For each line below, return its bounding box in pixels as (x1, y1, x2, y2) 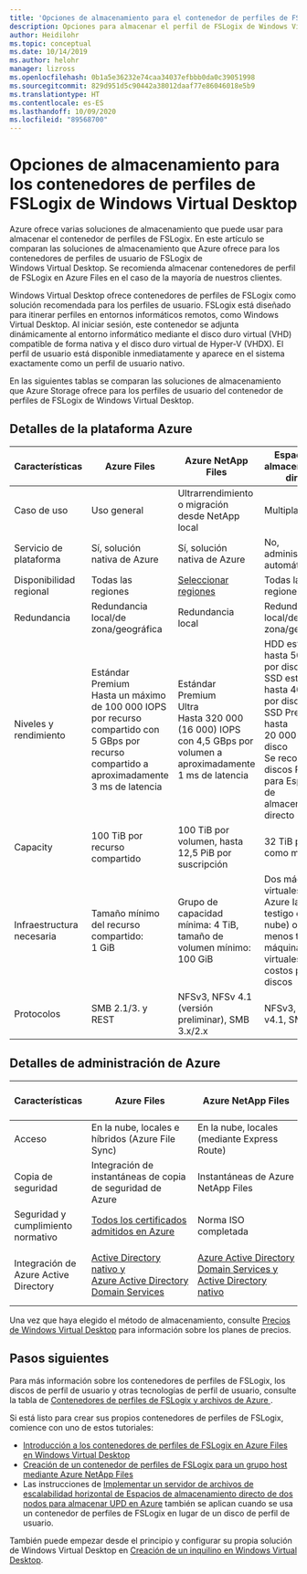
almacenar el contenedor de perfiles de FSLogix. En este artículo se (9, 234, 265, 245)
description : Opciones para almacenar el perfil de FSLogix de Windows (9, 22, 288, 31)
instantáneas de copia (90, 1170, 186, 1183)
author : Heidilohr (9, 30, 79, 39)
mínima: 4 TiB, (177, 918, 239, 931)
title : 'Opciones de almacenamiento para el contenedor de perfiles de (9, 13, 288, 23)
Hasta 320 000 (177, 712, 244, 724)
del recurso (90, 918, 141, 931)
